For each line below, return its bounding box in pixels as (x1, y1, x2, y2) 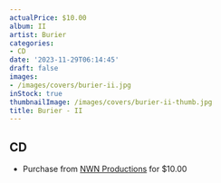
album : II (9, 22, 47, 31)
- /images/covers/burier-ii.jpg (9, 81, 131, 90)
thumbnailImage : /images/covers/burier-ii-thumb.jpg (9, 97, 213, 107)
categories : (9, 38, 54, 48)
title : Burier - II (9, 106, 83, 115)
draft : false (9, 64, 59, 73)
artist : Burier (9, 30, 67, 39)
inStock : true (9, 89, 63, 98)
